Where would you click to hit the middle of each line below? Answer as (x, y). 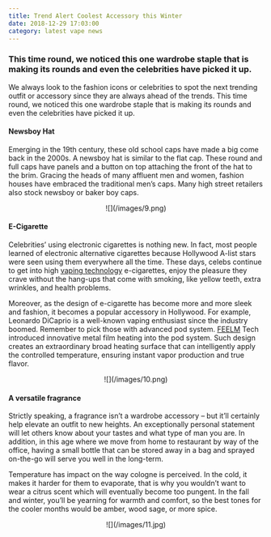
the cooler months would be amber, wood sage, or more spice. (113, 509)
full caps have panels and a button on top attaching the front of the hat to (131, 166)
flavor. (19, 364)
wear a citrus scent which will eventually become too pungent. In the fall (129, 492)
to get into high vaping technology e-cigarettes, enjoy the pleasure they (128, 271)
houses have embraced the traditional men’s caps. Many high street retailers (135, 184)
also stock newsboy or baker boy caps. (74, 192)
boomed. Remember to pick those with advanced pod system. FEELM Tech (133, 330)
